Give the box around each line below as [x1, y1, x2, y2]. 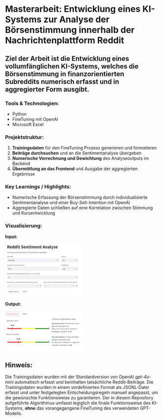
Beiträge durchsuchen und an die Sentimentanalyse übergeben [12, 150, 142, 156]
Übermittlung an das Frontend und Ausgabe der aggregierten [12, 166, 138, 172]
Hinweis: [5, 360, 33, 369]
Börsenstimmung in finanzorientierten [5, 70, 125, 78]
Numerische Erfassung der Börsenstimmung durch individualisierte [12, 194, 148, 200]
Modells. [5, 411, 23, 417]
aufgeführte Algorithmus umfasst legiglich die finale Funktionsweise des [5, 400, 151, 406]
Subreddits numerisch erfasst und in [5, 77, 119, 86]
